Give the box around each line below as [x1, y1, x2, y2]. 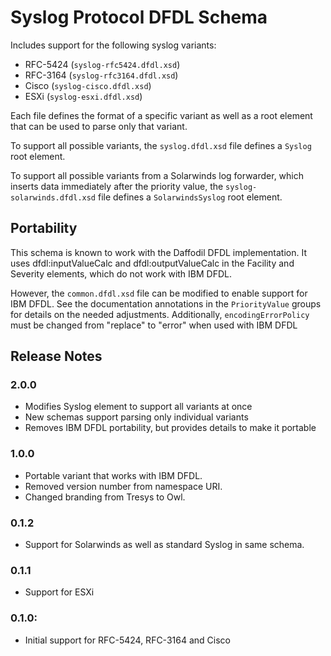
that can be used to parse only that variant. [10, 120, 188, 132]
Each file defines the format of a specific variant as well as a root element [10, 109, 313, 121]
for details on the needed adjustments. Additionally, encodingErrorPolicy [10, 308, 310, 320]
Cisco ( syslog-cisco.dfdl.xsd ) [24, 79, 152, 91]
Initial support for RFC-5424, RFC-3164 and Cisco [24, 634, 231, 646]
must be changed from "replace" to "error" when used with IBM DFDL [10, 319, 298, 331]
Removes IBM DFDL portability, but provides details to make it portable [24, 422, 317, 434]
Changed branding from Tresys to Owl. [24, 491, 186, 503]
